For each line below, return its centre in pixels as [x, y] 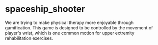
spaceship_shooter [45, 9]
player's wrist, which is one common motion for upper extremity [70, 33]
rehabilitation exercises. [29, 38]
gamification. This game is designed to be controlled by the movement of [79, 27]
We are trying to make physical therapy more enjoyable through [69, 22]
